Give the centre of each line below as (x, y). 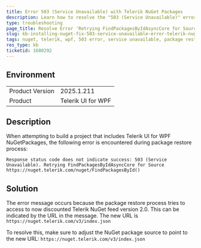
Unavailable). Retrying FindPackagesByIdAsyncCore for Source (85, 165)
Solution (22, 189)
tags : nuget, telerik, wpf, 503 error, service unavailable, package (95, 39)
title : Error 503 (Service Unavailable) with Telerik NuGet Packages (95, 12)
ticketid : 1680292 (29, 51)
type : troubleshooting (34, 23)
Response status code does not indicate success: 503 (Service (87, 160)
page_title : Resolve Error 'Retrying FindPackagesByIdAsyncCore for (93, 28)
